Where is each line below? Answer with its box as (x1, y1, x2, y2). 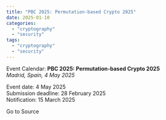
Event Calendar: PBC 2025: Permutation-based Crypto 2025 (6, 65, 160, 72)
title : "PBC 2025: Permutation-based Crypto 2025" (6, 8, 136, 15)
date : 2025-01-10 (6, 15, 50, 21)
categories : (6, 20, 36, 26)
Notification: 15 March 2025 (6, 96, 75, 103)
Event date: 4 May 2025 (6, 83, 66, 90)
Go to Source (6, 107, 39, 115)
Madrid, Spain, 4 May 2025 (6, 71, 75, 79)
